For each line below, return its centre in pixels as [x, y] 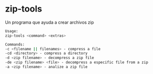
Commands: [15, 44]
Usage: [12, 31]
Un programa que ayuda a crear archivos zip [50, 22]
